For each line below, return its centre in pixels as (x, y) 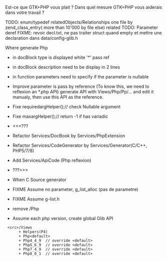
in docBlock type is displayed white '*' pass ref (61, 57)
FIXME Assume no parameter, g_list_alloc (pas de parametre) (75, 189)
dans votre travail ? (25, 12)
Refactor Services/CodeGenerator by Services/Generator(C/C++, (80, 145)
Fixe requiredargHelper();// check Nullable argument (66, 107)
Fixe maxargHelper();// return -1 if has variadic (60, 116)
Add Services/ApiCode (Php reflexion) (52, 160)
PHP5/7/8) (23, 151)
